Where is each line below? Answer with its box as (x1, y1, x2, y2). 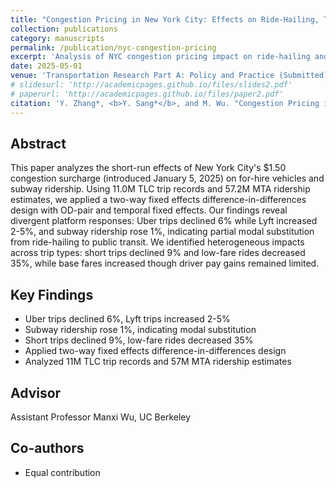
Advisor (10, 384, 62, 401)
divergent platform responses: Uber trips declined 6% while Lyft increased (10, 215, 318, 227)
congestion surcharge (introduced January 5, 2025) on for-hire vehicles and (10, 172, 325, 185)
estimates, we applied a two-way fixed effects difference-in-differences (10, 194, 307, 206)
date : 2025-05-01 (10, 61, 83, 71)
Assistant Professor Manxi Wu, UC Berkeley (10, 411, 192, 423)
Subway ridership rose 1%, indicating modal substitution (24, 324, 257, 336)
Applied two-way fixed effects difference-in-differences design (24, 345, 287, 357)
